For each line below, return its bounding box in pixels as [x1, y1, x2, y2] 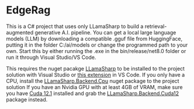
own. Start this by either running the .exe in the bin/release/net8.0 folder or [6, 47, 186, 54]
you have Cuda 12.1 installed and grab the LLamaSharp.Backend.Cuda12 [6, 90, 179, 97]
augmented [6, 29, 34, 36]
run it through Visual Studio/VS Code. [6, 54, 96, 61]
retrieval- [144, 23, 167, 30]
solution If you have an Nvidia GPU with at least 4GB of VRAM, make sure [6, 83, 183, 90]
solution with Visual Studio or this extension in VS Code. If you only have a [6, 71, 185, 78]
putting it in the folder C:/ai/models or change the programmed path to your [6, 41, 188, 48]
